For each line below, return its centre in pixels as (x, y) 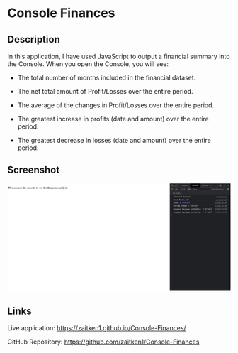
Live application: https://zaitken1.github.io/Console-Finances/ (97, 328)
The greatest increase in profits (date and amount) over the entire (113, 119)
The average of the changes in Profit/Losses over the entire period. (116, 105)
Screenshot (34, 170)
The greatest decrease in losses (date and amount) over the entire (114, 140)
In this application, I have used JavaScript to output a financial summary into (119, 56)
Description (34, 39)
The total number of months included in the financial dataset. (107, 77)
